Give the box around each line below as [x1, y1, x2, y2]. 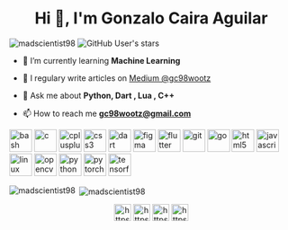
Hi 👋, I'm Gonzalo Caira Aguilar [34, 8, 268, 29]
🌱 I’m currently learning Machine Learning [22, 55, 181, 66]
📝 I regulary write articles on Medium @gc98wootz [22, 72, 211, 84]
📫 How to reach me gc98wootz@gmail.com [22, 108, 192, 119]
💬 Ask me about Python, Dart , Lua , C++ [22, 90, 175, 101]
